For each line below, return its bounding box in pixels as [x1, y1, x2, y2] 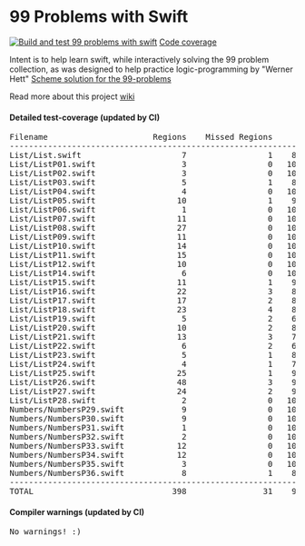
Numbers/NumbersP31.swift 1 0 [9, 422, 273, 433]
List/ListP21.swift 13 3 [9, 332, 273, 342]
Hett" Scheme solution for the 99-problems [9, 73, 172, 84]
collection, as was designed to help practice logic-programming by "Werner [9, 64, 293, 74]
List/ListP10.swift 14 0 [9, 241, 273, 252]
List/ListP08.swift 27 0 [9, 223, 273, 233]
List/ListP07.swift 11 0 [9, 213, 273, 224]
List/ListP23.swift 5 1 [9, 350, 273, 361]
